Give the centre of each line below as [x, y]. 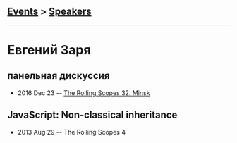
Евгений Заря [49, 50]
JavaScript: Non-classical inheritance [92, 115]
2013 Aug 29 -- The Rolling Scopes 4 [71, 132]
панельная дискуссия [59, 76]
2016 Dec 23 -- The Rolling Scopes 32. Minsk [84, 93]
